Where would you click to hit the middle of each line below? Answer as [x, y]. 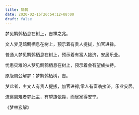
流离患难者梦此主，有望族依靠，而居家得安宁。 [53, 97]
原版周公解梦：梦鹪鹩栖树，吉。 [38, 76]
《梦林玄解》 [18, 108]
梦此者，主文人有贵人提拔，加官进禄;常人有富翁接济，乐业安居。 [71, 86]
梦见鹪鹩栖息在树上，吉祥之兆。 [38, 34]
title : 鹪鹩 [17, 10]
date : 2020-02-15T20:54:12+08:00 [40, 14]
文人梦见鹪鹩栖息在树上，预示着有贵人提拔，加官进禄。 [62, 44]
